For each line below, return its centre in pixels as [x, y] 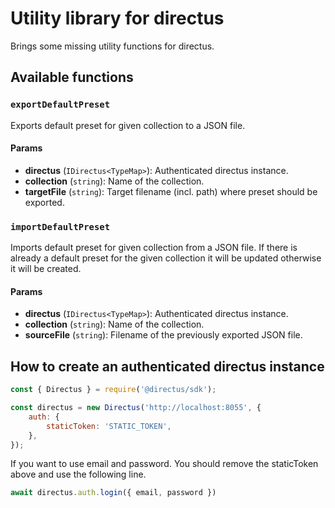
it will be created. [46, 269]
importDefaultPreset [60, 226]
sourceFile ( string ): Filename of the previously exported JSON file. [163, 335]
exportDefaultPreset [60, 105]
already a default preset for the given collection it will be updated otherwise [166, 258]
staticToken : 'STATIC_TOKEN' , [109, 426]
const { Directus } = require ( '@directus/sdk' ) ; [113, 390]
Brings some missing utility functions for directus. [112, 46]
